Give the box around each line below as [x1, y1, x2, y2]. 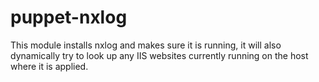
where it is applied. [10, 60, 89, 72]
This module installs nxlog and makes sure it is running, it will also [10, 39, 282, 51]
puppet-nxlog [10, 6, 128, 29]
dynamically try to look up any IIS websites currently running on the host [10, 49, 309, 61]
